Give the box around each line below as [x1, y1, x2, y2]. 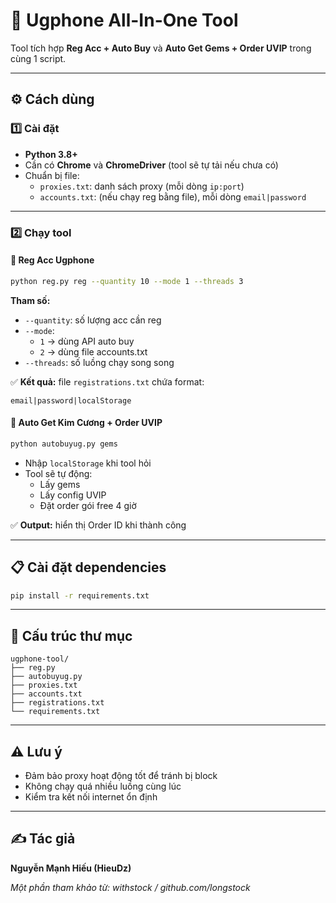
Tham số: [10, 294, 51, 306]
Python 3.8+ [24, 148, 78, 160]
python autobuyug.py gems [10, 439, 118, 449]
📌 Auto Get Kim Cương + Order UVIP [10, 417, 163, 429]
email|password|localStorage [10, 395, 132, 406]
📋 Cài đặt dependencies [10, 559, 167, 576]
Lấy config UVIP [39, 489, 107, 501]
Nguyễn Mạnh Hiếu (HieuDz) [10, 862, 132, 874]
